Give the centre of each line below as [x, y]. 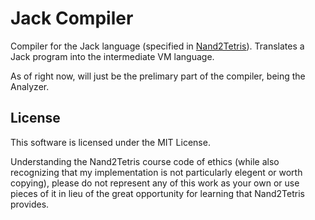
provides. [30, 204]
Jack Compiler [72, 18]
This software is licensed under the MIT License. [110, 142]
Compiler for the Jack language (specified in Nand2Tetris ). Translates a [157, 46]
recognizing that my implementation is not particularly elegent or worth [156, 172]
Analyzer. [30, 86]
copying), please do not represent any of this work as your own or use [155, 183]
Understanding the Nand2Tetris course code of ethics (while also [145, 161]
